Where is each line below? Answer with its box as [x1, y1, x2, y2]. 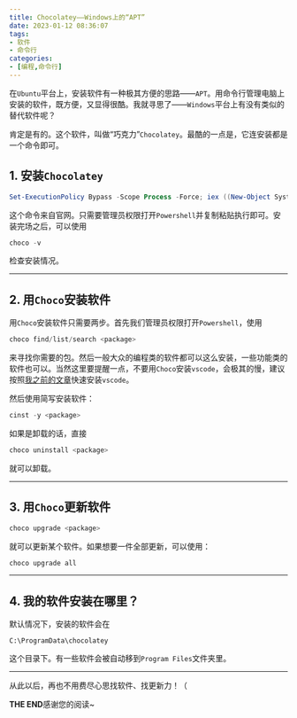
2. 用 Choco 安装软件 [9, 292, 111, 307]
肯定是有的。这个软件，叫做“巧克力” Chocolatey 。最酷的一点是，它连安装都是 [9, 129, 288, 139]
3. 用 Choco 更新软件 [9, 500, 111, 515]
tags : [9, 29, 29, 38]
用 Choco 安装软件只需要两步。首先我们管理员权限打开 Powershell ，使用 [9, 317, 263, 328]
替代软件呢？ [9, 110, 56, 121]
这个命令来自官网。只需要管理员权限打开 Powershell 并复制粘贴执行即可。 [9, 209, 274, 220]
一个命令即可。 [9, 139, 64, 151]
